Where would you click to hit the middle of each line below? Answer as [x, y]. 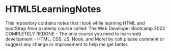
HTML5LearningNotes [53, 9]
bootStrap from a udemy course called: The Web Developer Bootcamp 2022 [85, 28]
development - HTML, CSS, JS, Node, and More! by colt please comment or [85, 39]
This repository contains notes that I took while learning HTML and [75, 23]
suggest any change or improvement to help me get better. [67, 44]
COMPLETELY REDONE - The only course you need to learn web [73, 33]
